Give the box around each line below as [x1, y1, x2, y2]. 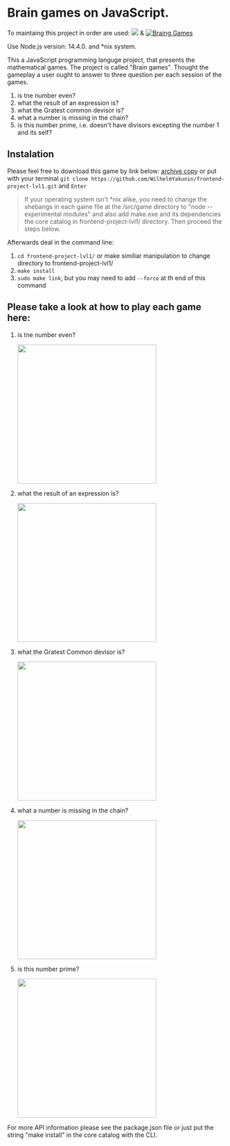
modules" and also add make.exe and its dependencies [63, 210, 222, 218]
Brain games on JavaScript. [7, 5, 170, 21]
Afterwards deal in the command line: [7, 238, 114, 246]
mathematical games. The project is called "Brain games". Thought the [7, 63, 209, 71]
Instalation [7, 148, 54, 161]
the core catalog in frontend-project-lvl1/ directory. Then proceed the [24, 217, 222, 225]
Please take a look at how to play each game [7, 301, 202, 313]
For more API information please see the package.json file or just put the [7, 1123, 214, 1131]
